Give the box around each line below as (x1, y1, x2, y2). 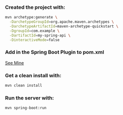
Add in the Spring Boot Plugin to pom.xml (5, 49, 105, 56)
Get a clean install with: (5, 72, 62, 79)
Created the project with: (5, 4, 66, 11)
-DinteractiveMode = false (9, 37, 60, 42)
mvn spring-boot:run (5, 106, 47, 111)
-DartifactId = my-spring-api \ (9, 33, 70, 38)
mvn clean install (5, 83, 42, 88)
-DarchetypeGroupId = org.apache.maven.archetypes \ (9, 19, 114, 24)
